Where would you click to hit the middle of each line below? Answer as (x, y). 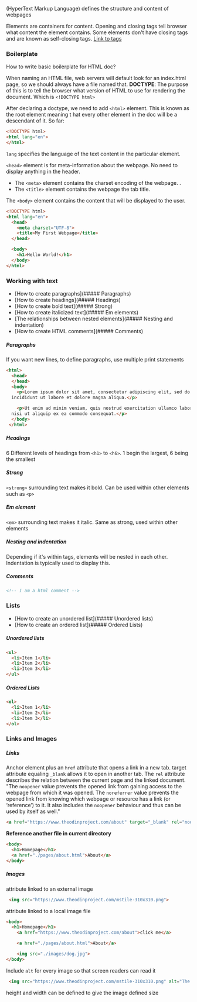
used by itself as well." (33, 811)
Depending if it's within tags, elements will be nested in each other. (87, 556)
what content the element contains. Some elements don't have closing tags (97, 32)
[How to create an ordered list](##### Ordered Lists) (79, 625)
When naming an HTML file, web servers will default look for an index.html (96, 78)
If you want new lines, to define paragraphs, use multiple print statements (95, 359)
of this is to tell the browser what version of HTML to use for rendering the (96, 91)
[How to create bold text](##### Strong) (64, 306)
